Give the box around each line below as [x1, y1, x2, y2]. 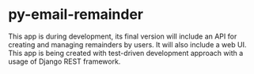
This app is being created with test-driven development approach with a [8, 48, 244, 57]
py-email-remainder [8, 6, 144, 24]
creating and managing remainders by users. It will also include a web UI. [8, 39, 247, 49]
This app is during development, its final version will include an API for [8, 31, 237, 41]
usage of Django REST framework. [8, 57, 121, 66]
